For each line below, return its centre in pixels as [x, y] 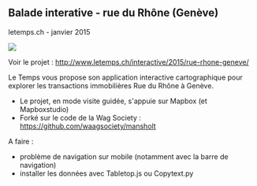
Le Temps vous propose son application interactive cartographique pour [125, 77]
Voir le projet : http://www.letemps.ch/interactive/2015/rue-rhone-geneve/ [129, 61]
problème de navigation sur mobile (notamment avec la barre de [124, 156]
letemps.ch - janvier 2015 [49, 32]
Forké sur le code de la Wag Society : [80, 117]
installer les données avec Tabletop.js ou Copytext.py [106, 173]
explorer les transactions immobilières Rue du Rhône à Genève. [111, 85]
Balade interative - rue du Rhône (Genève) [114, 13]
